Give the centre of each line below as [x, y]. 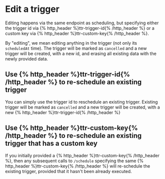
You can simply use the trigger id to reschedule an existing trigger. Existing [82, 102]
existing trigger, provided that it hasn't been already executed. [69, 171]
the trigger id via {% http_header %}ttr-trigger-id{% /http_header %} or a [80, 28]
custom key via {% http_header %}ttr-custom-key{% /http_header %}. [77, 33]
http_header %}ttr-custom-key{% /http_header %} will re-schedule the [78, 166]
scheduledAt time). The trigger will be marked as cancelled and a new [76, 48]
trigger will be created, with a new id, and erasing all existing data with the [81, 54]
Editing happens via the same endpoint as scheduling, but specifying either [82, 23]
